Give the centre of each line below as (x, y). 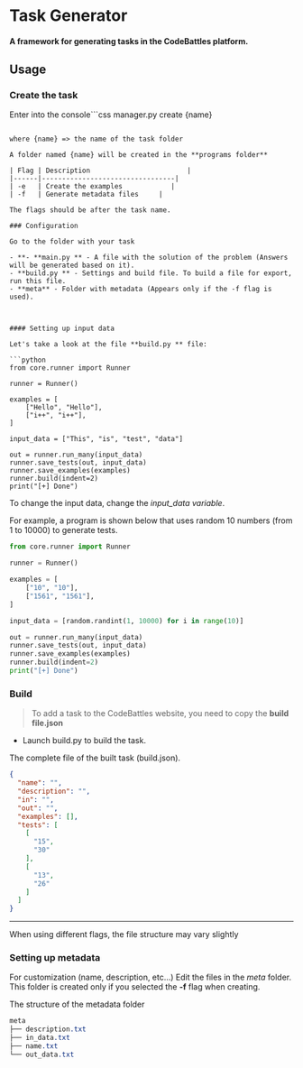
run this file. (38, 281)
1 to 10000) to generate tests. (64, 530)
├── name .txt (34, 1046)
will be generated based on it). (72, 266)
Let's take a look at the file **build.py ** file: (108, 345)
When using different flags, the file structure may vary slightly (124, 934)
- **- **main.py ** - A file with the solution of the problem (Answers (149, 258)
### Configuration (44, 226)
